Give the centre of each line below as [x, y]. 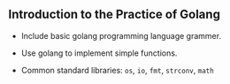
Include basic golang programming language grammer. [121, 35]
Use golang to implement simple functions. [99, 53]
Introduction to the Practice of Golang [114, 15]
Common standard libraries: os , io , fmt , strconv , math [117, 70]
